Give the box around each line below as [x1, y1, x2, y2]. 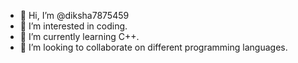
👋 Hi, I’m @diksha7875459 [19, 10, 130, 21]
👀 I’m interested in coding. [19, 20, 128, 32]
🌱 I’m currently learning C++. [19, 31, 140, 42]
